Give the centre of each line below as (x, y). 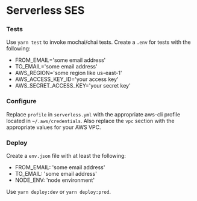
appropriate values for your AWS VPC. (54, 127)
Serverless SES (45, 10)
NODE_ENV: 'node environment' (55, 180)
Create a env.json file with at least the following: (66, 156)
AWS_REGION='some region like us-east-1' (68, 73)
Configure (21, 101)
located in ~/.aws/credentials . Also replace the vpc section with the (90, 121)
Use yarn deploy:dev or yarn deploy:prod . (59, 192)
